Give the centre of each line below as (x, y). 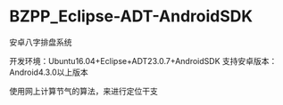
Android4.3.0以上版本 (49, 72)
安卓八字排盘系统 (41, 42)
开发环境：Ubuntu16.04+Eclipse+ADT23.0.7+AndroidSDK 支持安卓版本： (143, 61)
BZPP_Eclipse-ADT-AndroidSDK (131, 16)
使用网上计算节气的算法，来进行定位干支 (83, 91)
